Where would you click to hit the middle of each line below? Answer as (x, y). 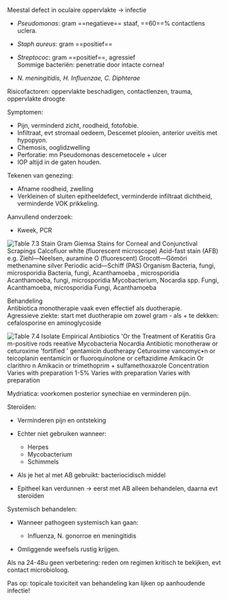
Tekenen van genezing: (40, 176)
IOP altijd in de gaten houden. (59, 162)
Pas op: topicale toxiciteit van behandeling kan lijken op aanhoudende (106, 583)
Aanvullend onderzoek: (40, 217)
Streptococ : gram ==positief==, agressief (76, 57)
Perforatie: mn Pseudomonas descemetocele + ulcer (92, 155)
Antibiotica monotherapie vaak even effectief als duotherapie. (95, 308)
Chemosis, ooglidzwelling (54, 147)
